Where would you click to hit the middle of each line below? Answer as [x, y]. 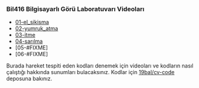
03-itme [25, 35]
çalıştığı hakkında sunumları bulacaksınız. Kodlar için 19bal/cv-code [90, 72]
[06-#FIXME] [32, 54]
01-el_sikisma [32, 22]
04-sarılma [29, 42]
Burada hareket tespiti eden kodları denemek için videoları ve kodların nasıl [100, 66]
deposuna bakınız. [29, 79]
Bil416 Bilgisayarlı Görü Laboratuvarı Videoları [75, 9]
